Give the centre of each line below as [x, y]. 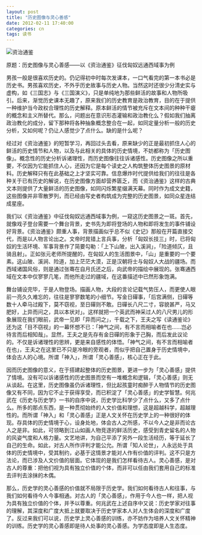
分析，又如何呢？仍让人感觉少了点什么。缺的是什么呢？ [75, 131]
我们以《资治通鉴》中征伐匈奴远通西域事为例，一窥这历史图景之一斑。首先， [101, 216]
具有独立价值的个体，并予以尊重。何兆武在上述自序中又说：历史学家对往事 [103, 503]
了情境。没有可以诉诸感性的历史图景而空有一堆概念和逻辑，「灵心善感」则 [97, 378]
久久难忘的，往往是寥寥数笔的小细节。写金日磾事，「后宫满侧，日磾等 [108, 297]
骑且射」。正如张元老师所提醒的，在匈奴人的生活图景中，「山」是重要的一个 [98, 254]
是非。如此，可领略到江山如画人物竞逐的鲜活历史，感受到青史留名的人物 [106, 430]
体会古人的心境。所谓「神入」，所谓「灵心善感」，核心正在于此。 [85, 357]
